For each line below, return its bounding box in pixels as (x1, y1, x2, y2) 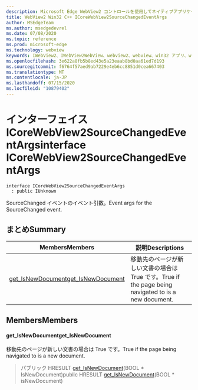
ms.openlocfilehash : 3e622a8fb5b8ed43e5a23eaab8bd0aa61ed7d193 (6, 58, 165, 64)
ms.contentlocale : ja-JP (6, 74, 67, 80)
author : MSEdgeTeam (6, 19, 54, 25)
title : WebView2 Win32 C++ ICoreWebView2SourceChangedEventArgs (6, 14, 167, 20)
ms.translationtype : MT (6, 69, 65, 75)
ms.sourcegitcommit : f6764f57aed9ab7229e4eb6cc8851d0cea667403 (6, 63, 165, 70)
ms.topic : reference (6, 36, 57, 42)
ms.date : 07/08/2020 (6, 31, 57, 37)
